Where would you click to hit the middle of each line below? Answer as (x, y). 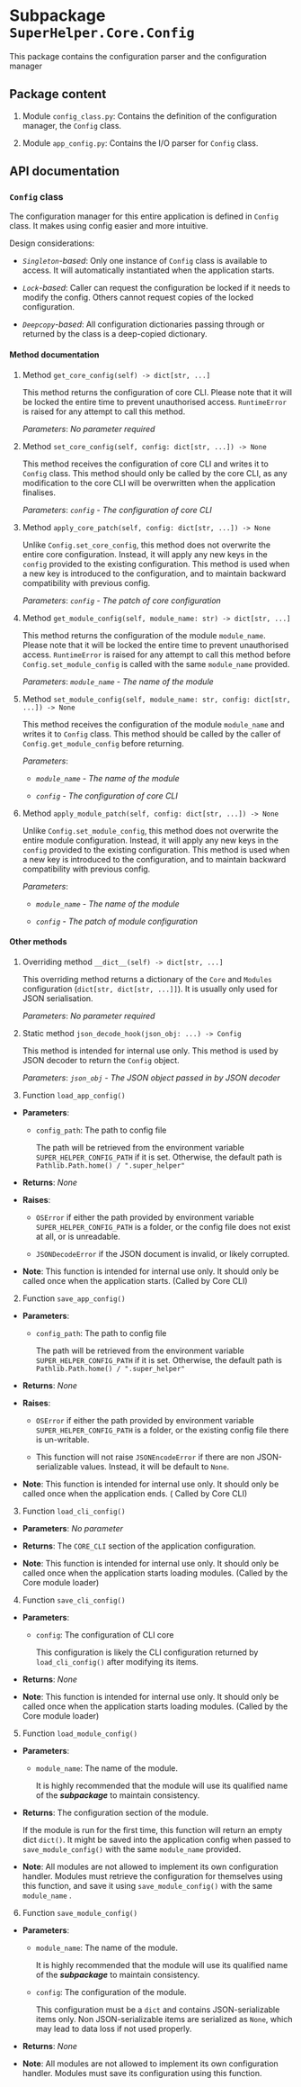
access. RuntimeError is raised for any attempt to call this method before (156, 655)
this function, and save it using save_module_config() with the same (147, 1885)
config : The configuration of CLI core (105, 1634)
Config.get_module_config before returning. (103, 743)
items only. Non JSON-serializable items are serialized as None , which (164, 2019)
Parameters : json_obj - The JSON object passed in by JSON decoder (151, 1078)
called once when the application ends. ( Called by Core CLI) (135, 1493)
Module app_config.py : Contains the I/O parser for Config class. (140, 143)
